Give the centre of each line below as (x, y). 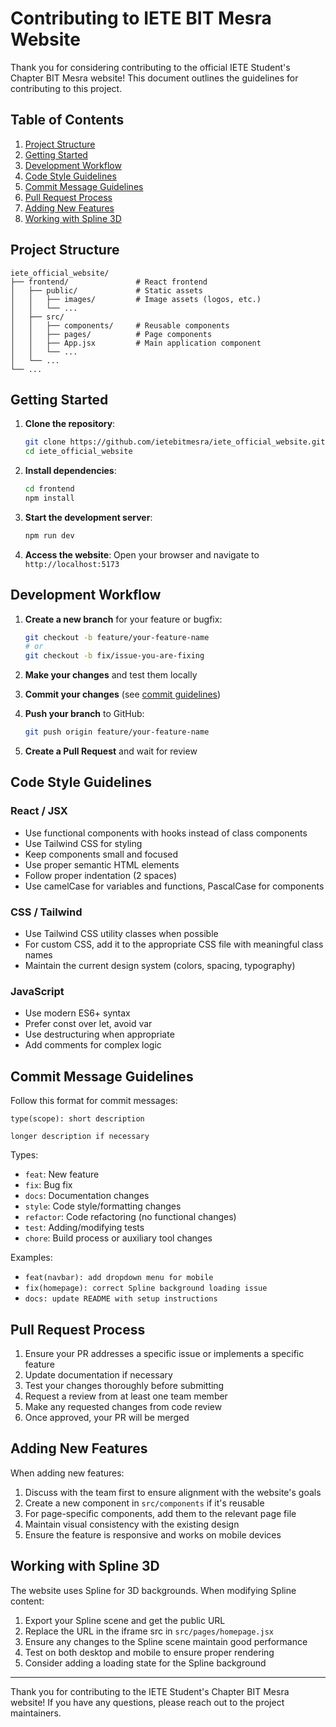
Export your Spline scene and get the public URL (125, 1620)
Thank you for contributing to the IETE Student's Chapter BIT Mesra (150, 1691)
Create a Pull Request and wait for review (111, 751)
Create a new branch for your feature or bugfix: (123, 619)
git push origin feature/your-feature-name (117, 732)
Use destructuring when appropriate (99, 1034)
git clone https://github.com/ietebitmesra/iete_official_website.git (175, 442)
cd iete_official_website (78, 452)
